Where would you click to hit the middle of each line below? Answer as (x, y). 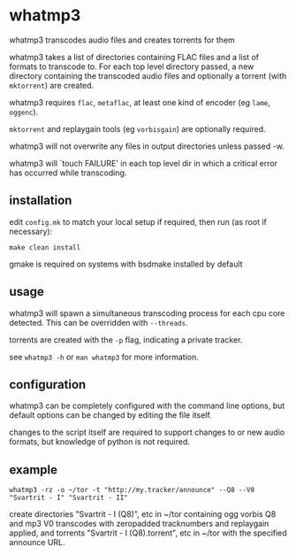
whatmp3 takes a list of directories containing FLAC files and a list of (134, 57)
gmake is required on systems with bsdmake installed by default (126, 264)
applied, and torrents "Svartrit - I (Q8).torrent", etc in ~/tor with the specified (148, 533)
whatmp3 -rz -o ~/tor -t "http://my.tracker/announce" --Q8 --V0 (132, 490)
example (34, 470)
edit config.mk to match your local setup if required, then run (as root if (138, 221)
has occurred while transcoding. (68, 173)
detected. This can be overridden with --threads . (99, 322)
